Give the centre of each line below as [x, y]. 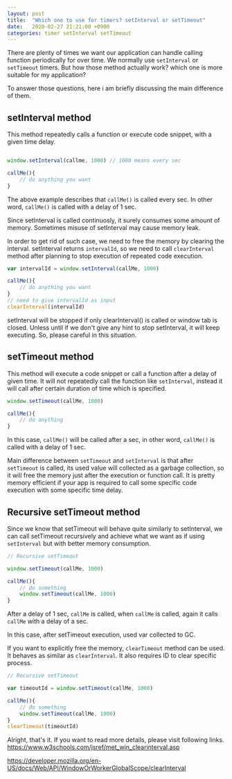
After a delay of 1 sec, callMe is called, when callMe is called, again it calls [113, 614]
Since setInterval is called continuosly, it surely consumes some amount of [114, 220]
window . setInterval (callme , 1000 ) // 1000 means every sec [94, 161]
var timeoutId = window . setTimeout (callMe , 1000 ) [80, 689]
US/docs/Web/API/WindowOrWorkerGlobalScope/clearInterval [97, 768]
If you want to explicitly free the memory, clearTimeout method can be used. [116, 648]
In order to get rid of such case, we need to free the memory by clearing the [116, 241]
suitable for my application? [47, 75]
